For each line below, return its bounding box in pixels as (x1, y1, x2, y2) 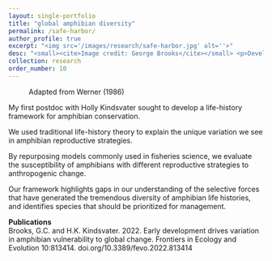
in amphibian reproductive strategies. (8, 135, 133, 145)
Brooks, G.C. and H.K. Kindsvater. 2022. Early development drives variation (8, 225, 260, 235)
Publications (8, 216, 52, 227)
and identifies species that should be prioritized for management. (8, 201, 227, 211)
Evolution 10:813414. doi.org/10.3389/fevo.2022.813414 (8, 242, 193, 252)
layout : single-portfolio (8, 11, 96, 20)
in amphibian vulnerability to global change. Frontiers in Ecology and (8, 234, 237, 244)
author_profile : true (8, 34, 82, 43)
